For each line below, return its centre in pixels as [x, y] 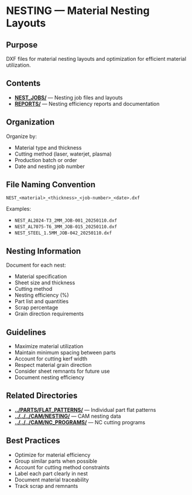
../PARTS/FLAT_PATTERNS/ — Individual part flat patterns [85, 410]
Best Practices [33, 441]
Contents [23, 83]
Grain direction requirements [49, 314]
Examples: [18, 209]
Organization [30, 122]
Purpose [22, 45]
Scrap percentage [36, 308]
